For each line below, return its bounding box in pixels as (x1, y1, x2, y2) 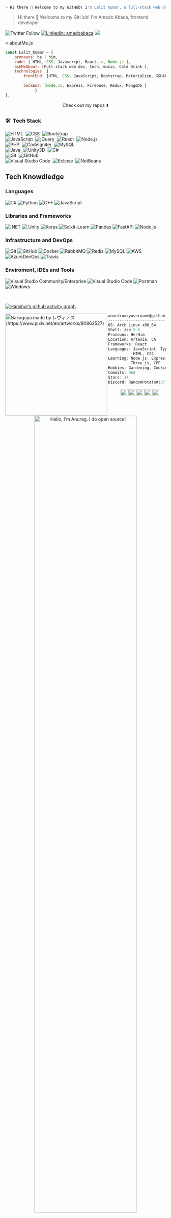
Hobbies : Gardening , (108, 365, 152, 370)
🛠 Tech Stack (5, 117, 42, 124)
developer (17, 19, 39, 26)
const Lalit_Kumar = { (5, 50, 53, 55)
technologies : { (14, 69, 49, 74)
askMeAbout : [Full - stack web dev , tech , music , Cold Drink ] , (14, 64, 149, 69)
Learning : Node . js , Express (108, 356, 168, 361)
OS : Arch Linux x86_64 (108, 322, 156, 328)
